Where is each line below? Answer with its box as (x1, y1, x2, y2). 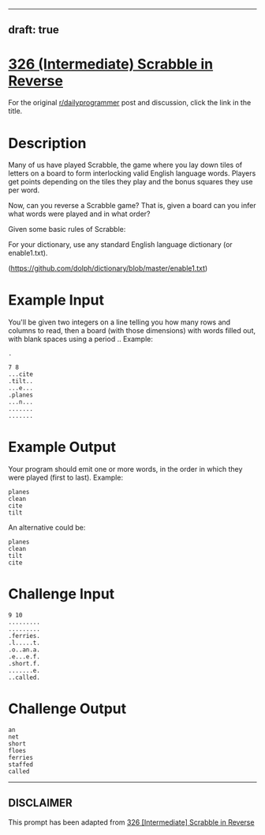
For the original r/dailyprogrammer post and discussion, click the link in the (8, 98, 252, 108)
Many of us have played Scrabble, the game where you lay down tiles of (8, 160, 243, 170)
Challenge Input (8, 585, 115, 603)
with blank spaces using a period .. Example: (8, 334, 154, 344)
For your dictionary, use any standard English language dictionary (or (8, 240, 233, 249)
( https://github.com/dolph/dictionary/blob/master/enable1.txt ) (8, 264, 208, 273)
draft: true (8, 23, 59, 36)
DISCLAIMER (8, 796, 73, 810)
